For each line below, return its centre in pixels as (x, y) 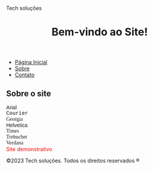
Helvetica (17, 125)
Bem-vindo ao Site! (100, 32)
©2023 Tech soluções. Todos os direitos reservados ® (73, 161)
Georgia (15, 119)
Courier (17, 113)
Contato (25, 75)
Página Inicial (31, 62)
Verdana (15, 143)
